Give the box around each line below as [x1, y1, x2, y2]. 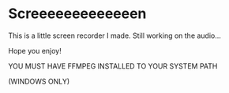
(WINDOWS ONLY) [8, 76, 70, 86]
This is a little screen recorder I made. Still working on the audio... [8, 31, 221, 40]
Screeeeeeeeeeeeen [8, 5, 147, 23]
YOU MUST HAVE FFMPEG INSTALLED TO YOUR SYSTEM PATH [8, 61, 218, 71]
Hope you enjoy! [8, 46, 62, 55]
